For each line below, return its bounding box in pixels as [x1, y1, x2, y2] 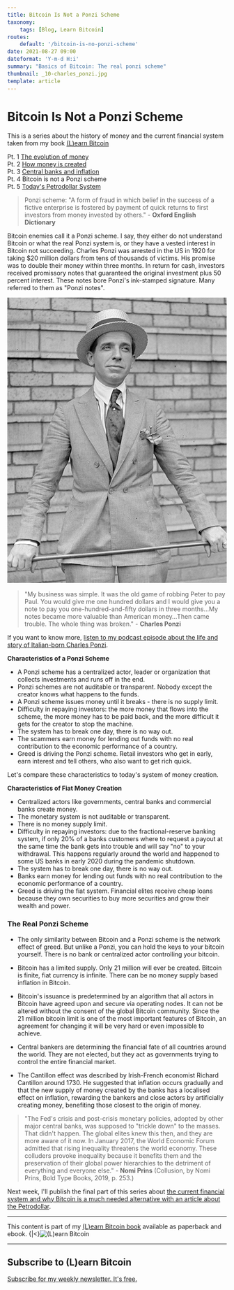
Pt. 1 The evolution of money [7, 152, 89, 161]
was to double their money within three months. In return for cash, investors [7, 261, 225, 270]
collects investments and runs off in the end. [17, 675, 146, 684]
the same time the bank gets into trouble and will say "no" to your [17, 843, 205, 851]
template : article [7, 78, 61, 85]
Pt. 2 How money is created [7, 160, 87, 169]
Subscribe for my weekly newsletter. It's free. [7, 1275, 138, 1283]
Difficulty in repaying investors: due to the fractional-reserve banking [17, 827, 216, 836]
